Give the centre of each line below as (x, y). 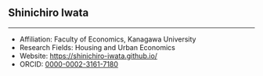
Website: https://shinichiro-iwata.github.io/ (88, 56)
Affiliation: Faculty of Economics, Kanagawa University (108, 39)
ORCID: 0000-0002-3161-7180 (69, 64)
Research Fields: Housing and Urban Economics (97, 47)
